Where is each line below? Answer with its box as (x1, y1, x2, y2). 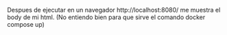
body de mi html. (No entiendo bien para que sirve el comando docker (7, 13, 206, 21)
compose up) (7, 21, 45, 28)
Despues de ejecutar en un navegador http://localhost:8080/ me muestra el (7, 6, 221, 14)
